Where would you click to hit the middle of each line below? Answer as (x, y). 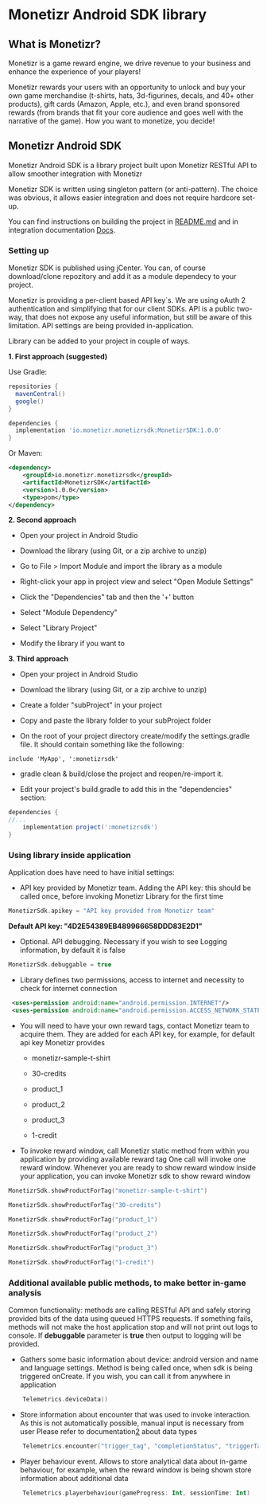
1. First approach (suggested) (58, 357)
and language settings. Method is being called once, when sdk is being (136, 1368)
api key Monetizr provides (62, 1042)
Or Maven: (25, 453)
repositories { (33, 387)
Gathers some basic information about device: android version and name (139, 1359)
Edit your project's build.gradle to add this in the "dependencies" (126, 790)
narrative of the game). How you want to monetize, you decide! (112, 121)
